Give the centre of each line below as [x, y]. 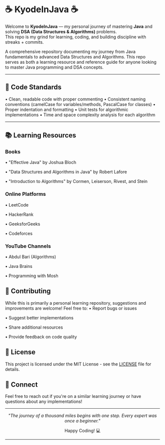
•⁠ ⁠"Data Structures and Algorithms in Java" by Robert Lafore [66, 172]
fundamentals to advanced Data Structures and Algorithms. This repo [75, 56]
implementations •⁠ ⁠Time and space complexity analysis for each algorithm [80, 115]
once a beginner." [82, 421]
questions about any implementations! [44, 402]
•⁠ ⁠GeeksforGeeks [23, 224]
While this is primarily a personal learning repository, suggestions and [76, 303]
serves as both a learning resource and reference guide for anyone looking [81, 62]
